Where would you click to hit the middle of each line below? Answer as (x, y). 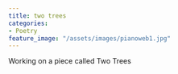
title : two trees (37, 16)
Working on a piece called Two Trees (70, 61)
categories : (28, 23)
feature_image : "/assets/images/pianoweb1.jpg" (90, 38)
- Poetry (23, 31)
